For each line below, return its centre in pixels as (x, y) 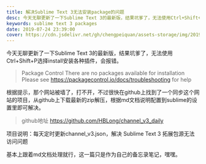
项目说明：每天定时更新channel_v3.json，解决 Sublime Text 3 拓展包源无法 (101, 134)
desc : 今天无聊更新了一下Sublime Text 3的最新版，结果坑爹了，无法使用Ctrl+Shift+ (104, 18)
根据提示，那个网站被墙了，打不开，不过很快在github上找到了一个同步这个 (100, 92)
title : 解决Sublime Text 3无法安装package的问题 (65, 12)
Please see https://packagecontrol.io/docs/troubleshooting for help (106, 80)
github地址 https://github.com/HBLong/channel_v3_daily (92, 121)
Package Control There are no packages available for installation (103, 73)
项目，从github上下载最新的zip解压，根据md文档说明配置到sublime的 (104, 100)
